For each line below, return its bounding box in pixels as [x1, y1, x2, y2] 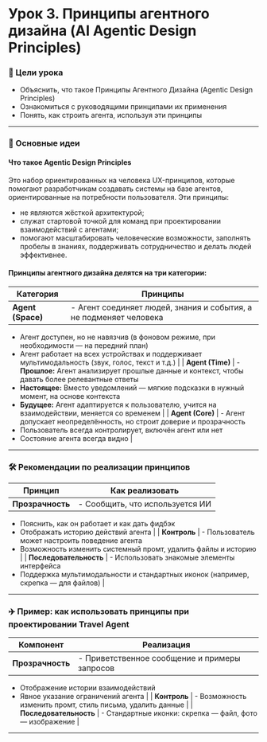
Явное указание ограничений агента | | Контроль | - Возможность [19, 692, 247, 701]
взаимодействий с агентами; [19, 225, 119, 234]
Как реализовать [110, 485, 180, 496]
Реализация [142, 639, 191, 650]
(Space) [12, 311, 44, 322]
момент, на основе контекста [19, 391, 121, 400]
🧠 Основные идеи [8, 138, 81, 149]
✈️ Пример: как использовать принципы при [8, 606, 189, 617]
